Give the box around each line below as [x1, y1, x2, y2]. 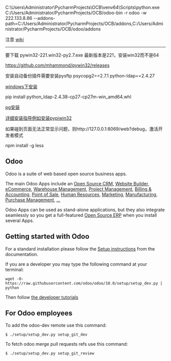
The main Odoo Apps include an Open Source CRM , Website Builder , [5, 180, 150, 186]
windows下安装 [5, 84, 38, 90]
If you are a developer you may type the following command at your [5, 261, 148, 267]
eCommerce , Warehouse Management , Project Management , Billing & [5, 186, 152, 192]
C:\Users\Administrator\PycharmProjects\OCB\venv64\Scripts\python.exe [5, 5, 160, 10]
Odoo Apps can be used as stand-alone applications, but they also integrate [5, 206, 165, 213]
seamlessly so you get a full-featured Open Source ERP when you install [5, 212, 157, 218]
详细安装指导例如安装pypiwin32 [5, 115, 72, 121]
